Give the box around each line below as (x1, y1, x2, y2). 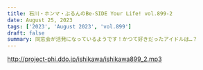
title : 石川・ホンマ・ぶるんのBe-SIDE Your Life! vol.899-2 (7, 10, 173, 17)
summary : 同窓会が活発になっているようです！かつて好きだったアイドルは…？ (7, 36, 198, 43)
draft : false (7, 29, 45, 37)
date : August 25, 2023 (7, 17, 73, 24)
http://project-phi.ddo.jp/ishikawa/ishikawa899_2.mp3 (7, 55, 162, 63)
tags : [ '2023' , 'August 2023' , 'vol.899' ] (7, 23, 132, 30)
